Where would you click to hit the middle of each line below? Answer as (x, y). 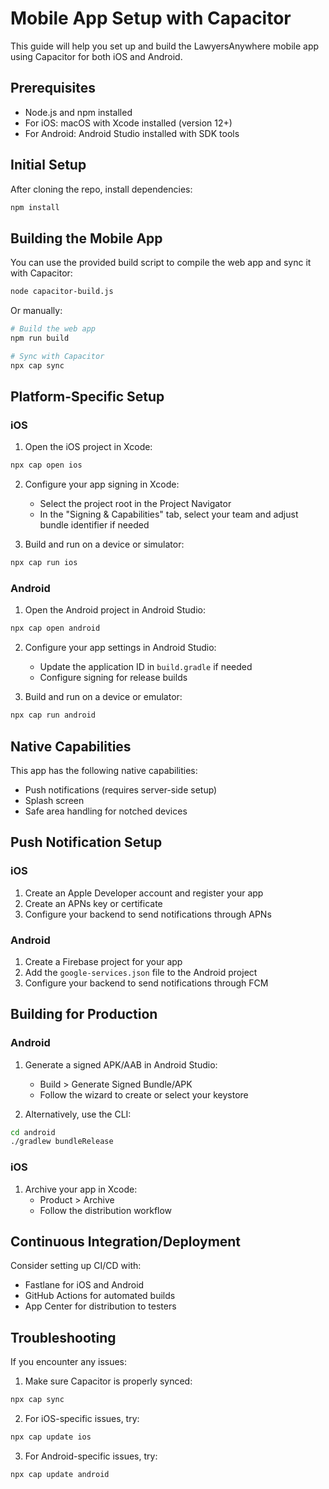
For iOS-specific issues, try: (82, 1419)
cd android (33, 1132)
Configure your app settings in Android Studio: (120, 648)
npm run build (40, 338)
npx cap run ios (44, 563)
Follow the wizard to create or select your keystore (144, 1094)
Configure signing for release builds (113, 678)
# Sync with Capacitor (57, 356)
